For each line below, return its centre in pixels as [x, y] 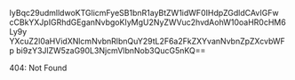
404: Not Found [38, 68]
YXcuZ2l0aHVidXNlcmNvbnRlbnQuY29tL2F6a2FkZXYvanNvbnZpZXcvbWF [147, 41]
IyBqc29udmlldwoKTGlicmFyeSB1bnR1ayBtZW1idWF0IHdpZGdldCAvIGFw [144, 13]
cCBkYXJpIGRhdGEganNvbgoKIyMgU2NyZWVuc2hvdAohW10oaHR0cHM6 [147, 22]
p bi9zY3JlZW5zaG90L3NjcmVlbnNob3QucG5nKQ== [108, 51]
